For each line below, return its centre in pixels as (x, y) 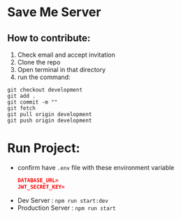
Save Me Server (54, 12)
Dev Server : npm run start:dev (63, 200)
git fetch (22, 108)
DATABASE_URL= (38, 180)
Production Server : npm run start (67, 208)
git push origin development (50, 120)
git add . (22, 96)
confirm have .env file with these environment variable (96, 167)
